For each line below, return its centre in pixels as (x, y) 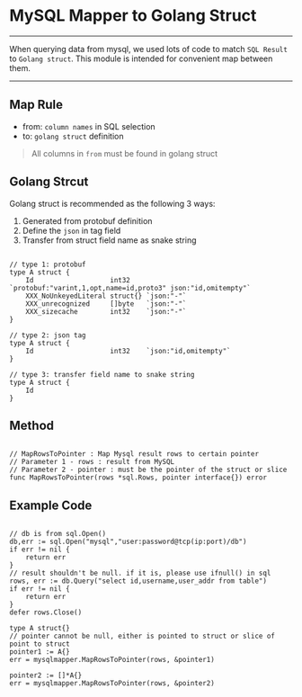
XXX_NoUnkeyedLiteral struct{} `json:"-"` (106, 296)
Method (32, 425)
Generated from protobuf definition (87, 220)
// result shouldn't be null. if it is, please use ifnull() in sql (140, 573)
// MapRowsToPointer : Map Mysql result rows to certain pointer (134, 454)
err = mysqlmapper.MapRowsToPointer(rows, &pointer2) (112, 684)
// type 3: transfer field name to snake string (102, 374)
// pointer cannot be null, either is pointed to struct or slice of (142, 636)
